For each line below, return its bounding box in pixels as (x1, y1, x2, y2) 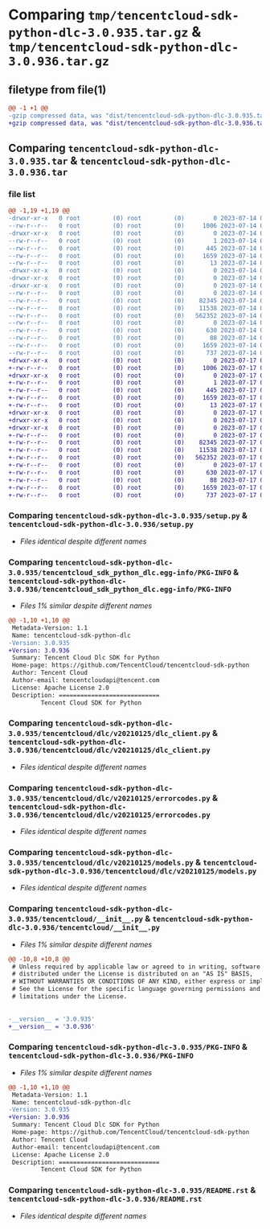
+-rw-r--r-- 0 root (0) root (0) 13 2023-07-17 (8, 401, 257, 409)
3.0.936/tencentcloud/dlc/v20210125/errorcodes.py (8, 810, 211, 820)
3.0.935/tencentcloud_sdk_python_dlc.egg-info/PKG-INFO (8, 568, 231, 577)
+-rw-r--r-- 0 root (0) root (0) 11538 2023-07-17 (8, 446, 257, 454)
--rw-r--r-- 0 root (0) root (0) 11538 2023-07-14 (8, 304, 257, 312)
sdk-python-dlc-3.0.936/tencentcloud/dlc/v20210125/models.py (8, 867, 257, 876)
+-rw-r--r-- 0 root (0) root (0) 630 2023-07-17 (8, 468, 257, 476)
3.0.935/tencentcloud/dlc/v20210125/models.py (8, 858, 194, 868)
